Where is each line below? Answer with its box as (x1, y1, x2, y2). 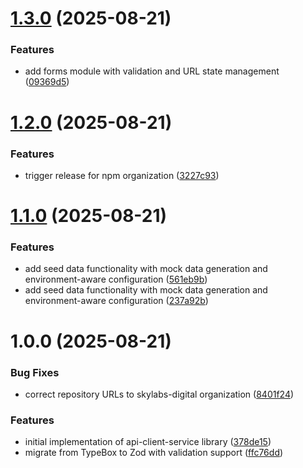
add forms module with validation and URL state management (24, 65, 280, 77)
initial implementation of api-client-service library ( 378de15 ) (24, 436, 272, 448)
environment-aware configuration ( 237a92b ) (24, 295, 209, 307)
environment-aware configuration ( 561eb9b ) (24, 273, 208, 286)
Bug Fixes (10, 365, 60, 379)
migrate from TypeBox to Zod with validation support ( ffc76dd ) (24, 447, 284, 459)
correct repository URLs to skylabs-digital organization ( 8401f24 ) (24, 388, 295, 400)
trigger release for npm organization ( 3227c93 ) (24, 169, 220, 181)
